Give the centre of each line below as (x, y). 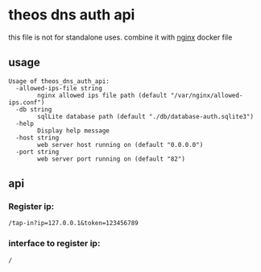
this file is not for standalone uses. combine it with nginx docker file (120, 37)
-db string (34, 109)
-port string (37, 152)
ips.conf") (27, 103)
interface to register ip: (54, 244)
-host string (37, 138)
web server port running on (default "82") (111, 159)
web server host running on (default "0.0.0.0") (120, 144)
